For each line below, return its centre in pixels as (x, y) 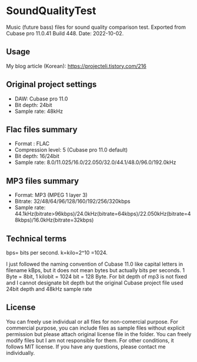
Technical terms (36, 238)
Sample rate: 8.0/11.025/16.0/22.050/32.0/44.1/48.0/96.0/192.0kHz (95, 162)
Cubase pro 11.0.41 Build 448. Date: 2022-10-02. (65, 33)
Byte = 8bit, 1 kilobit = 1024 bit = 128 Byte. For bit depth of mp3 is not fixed (96, 276)
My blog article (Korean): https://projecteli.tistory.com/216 (76, 66)
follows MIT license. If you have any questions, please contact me (86, 346)
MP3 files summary (43, 181)
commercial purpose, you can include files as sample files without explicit (96, 328)
